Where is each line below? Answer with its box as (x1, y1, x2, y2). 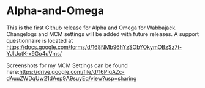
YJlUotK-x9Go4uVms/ (6, 50, 62, 57)
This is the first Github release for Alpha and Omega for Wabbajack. (6, 24, 177, 31)
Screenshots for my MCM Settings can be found (6, 62, 129, 69)
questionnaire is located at (6, 37, 73, 44)
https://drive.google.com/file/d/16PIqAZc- (19, 68, 125, 75)
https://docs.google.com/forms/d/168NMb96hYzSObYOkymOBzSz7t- (6, 43, 182, 51)
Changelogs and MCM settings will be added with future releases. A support (6, 30, 199, 37)
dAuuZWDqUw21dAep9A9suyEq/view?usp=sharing (6, 75, 137, 82)
